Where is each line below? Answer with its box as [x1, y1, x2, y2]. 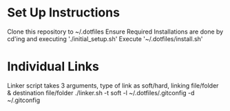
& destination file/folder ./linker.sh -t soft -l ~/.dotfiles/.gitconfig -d [7, 88, 195, 97]
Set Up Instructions [7, 5, 121, 21]
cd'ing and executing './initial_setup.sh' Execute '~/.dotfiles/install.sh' [7, 34, 203, 42]
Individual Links [7, 59, 100, 75]
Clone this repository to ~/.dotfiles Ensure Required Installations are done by [7, 27, 224, 36]
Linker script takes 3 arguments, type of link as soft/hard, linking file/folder [7, 81, 219, 90]
